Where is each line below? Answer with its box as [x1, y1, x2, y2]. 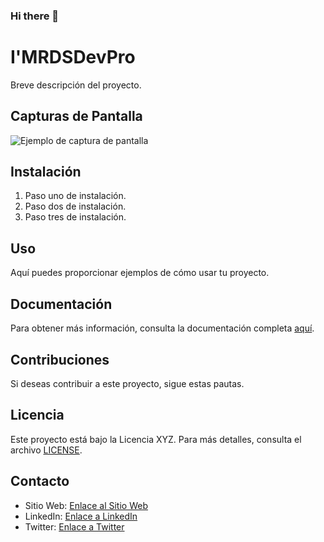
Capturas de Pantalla [10, 108, 143, 125]
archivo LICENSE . [10, 444, 83, 456]
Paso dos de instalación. [24, 200, 127, 213]
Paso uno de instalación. [24, 190, 127, 202]
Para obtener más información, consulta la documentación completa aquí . [10, 322, 315, 334]
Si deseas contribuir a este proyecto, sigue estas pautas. [10, 377, 245, 389]
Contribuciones [10, 351, 110, 368]
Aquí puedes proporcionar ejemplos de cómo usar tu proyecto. [10, 267, 270, 279]
